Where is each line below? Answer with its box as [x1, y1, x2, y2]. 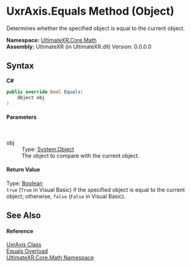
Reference [6, 227, 34, 235]
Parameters [6, 113, 37, 121]
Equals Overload [6, 247, 48, 255]
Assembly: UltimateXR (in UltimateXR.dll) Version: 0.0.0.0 [6, 43, 152, 50]
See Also [6, 210, 41, 221]
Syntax [6, 61, 34, 71]
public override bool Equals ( [6, 89, 84, 95]
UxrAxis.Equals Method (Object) [6, 4, 174, 18]
